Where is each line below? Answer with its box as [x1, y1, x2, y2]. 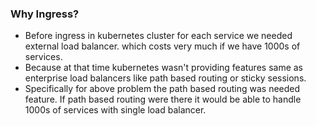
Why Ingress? [10, 7, 80, 21]
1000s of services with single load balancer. [24, 104, 207, 116]
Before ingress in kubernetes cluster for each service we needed [24, 30, 293, 42]
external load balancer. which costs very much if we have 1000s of [24, 40, 301, 52]
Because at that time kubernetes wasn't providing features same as [24, 62, 304, 74]
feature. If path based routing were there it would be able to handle [24, 93, 302, 106]
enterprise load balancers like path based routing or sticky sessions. [24, 72, 307, 84]
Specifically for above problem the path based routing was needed [24, 83, 301, 95]
